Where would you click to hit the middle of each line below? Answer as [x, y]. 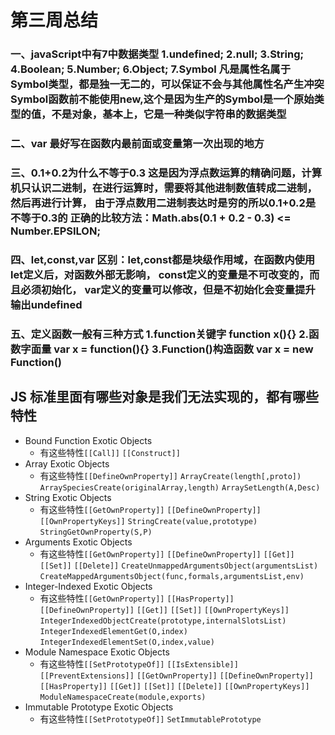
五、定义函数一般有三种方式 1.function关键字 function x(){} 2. [159, 334]
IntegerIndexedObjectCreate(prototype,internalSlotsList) [163, 621]
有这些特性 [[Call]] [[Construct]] [110, 452]
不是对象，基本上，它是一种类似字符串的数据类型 [169, 114]
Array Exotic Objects [67, 463]
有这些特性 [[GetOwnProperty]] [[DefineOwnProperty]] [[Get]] [167, 553]
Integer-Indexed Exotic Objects [88, 586]
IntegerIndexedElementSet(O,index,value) [127, 642]
